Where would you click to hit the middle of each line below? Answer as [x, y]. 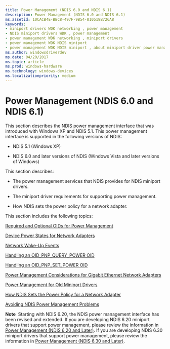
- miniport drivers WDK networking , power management [64, 29]
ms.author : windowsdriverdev [36, 52]
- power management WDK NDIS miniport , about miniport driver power [80, 48]
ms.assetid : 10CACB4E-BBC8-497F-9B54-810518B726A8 [60, 19]
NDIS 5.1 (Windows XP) [37, 146]
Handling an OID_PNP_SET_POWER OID [47, 265]
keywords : [16, 24]
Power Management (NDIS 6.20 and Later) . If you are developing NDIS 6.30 [84, 330]
